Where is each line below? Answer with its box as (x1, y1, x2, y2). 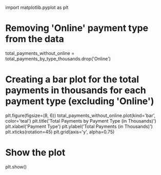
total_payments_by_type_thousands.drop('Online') (5, 55, 111, 62)
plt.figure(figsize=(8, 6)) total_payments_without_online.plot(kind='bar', (5, 112, 156, 119)
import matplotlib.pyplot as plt (5, 5, 69, 10)
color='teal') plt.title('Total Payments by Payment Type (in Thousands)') (5, 118, 156, 124)
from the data (5, 33, 64, 45)
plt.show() (5, 164, 27, 170)
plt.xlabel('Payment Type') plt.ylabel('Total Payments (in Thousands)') (5, 123, 153, 129)
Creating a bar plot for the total (5, 74, 139, 85)
